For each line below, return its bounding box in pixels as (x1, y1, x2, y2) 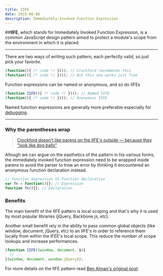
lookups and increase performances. (5, 239, 79, 244)
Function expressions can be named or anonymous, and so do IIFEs (5, 82, 141, 87)
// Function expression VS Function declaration (5, 177, 105, 182)
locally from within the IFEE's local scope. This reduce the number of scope (5, 233, 156, 239)
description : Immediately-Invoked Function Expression (5, 16, 118, 21)
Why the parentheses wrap (5, 126, 70, 133)
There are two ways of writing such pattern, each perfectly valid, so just (5, 54, 149, 60)
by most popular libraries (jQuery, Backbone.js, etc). (5, 213, 109, 219)
